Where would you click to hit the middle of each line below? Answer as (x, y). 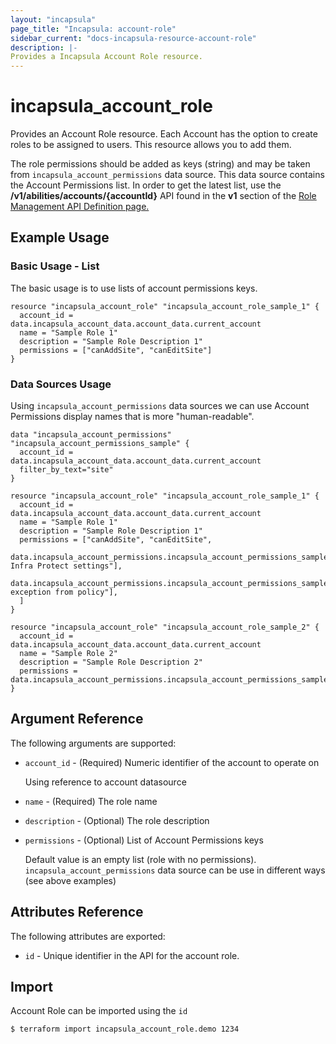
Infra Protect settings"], (66, 566)
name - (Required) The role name (91, 801)
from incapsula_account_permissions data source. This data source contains (167, 175)
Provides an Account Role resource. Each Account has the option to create (164, 134)
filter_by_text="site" (66, 470)
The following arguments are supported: (93, 743)
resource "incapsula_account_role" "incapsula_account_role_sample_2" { (165, 627)
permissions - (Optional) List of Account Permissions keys (144, 840)
